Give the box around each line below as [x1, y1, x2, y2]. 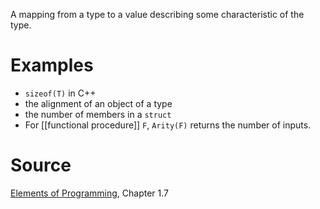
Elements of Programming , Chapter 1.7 [10, 187, 170, 199]
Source [10, 154, 72, 177]
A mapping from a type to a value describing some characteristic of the [10, 9, 305, 20]
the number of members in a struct [24, 108, 172, 120]
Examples [10, 54, 94, 77]
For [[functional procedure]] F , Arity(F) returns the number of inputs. [24, 119, 312, 131]
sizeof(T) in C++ [24, 87, 97, 99]
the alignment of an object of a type [24, 97, 173, 109]
